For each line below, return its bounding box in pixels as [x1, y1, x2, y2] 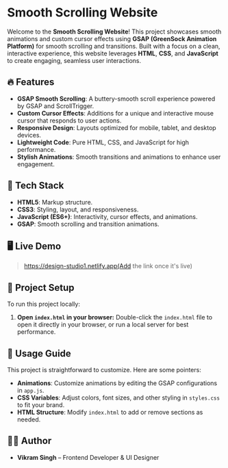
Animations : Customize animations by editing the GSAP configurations [16, 379, 218, 387]
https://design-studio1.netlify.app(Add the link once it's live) [23, 262, 193, 270]
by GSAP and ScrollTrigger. [16, 101, 94, 110]
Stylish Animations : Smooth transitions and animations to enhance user [16, 153, 221, 161]
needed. [16, 415, 41, 424]
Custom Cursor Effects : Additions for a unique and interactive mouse [16, 109, 214, 117]
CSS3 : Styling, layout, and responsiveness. [16, 205, 139, 213]
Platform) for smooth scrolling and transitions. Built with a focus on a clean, [7, 42, 220, 50]
